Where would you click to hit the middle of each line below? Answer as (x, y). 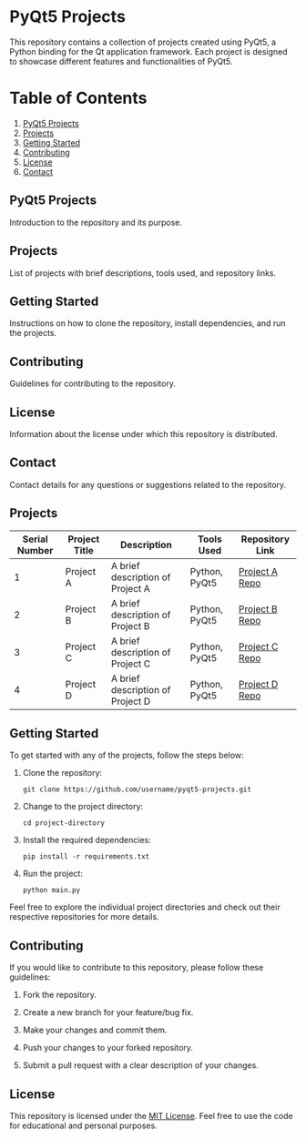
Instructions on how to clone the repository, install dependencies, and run (148, 323)
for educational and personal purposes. (83, 1125)
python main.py (51, 891)
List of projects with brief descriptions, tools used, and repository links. (143, 273)
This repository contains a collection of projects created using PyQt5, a (143, 42)
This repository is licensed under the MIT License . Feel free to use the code (151, 1116)
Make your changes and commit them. (95, 1030)
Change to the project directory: (83, 807)
